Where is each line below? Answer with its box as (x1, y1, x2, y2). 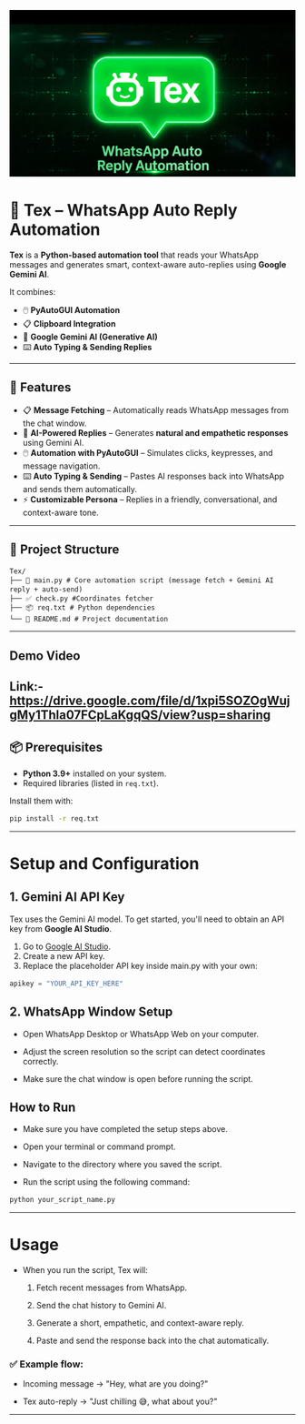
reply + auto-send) (9, 585, 84, 594)
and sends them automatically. (22, 483, 138, 494)
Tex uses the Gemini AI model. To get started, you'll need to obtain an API (9, 914, 285, 924)
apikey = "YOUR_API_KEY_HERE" (9, 979, 124, 988)
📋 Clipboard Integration (22, 318, 116, 328)
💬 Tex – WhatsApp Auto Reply (9, 200, 238, 221)
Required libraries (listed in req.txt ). (22, 778, 159, 788)
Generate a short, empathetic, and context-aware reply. (35, 1318, 245, 1328)
